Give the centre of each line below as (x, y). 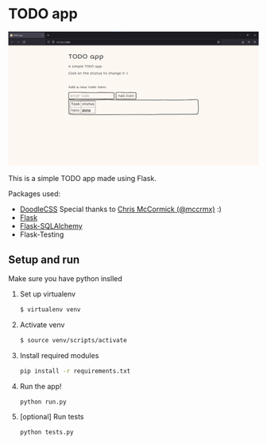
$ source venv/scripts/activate (73, 340)
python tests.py (46, 432)
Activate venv (42, 324)
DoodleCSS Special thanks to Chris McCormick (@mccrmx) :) (121, 209)
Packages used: (35, 194)
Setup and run (44, 259)
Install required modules (59, 355)
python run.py (43, 402)
